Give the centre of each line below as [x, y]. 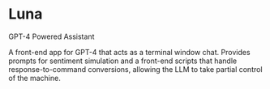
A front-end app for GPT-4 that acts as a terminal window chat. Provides [129, 52]
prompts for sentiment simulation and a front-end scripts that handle [123, 61]
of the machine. [34, 78]
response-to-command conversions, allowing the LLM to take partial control [135, 69]
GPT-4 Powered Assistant [51, 36]
